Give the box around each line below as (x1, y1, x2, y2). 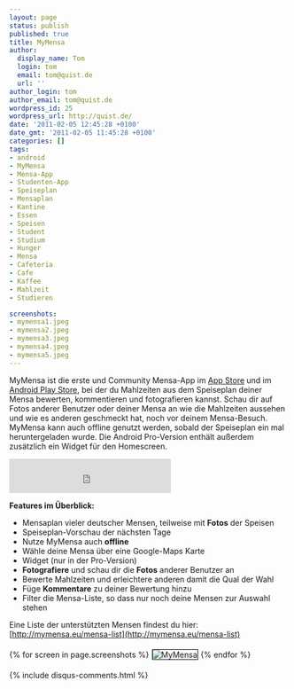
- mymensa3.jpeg (9, 334, 69, 343)
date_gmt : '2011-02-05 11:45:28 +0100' (9, 129, 157, 137)
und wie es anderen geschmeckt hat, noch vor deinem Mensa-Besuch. (9, 412, 268, 423)
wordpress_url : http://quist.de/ (9, 112, 133, 121)
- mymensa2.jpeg (9, 325, 69, 335)
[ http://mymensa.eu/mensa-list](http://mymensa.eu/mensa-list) (9, 629, 241, 639)
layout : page (9, 12, 58, 22)
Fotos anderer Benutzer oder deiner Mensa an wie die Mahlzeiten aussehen (9, 403, 286, 413)
